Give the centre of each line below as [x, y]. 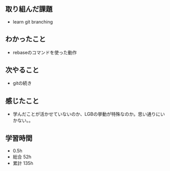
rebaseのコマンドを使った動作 [45, 52]
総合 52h [22, 157]
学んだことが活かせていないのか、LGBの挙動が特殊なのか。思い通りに [87, 114]
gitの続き [22, 83]
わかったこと [26, 39]
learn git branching [33, 21]
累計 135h [23, 163]
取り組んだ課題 [29, 9]
